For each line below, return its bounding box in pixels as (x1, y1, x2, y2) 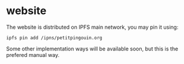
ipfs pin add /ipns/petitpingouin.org (6, 35, 102, 41)
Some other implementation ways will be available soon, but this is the (6, 45, 179, 52)
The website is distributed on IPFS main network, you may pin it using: (6, 23, 179, 31)
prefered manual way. (6, 51, 60, 58)
